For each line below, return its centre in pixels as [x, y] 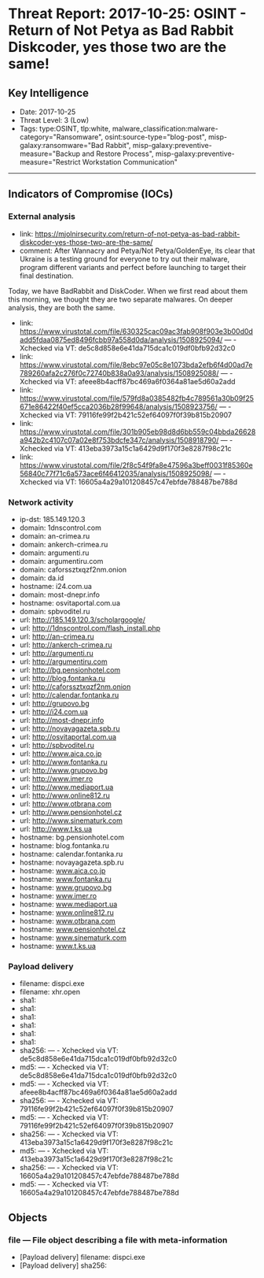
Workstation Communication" [130, 162]
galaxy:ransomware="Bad [62, 145]
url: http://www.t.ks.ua [56, 828]
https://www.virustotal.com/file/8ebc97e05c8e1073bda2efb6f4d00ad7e [136, 365]
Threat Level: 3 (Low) [54, 120]
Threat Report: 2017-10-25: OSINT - [127, 14]
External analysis [42, 217]
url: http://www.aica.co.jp [60, 754]
